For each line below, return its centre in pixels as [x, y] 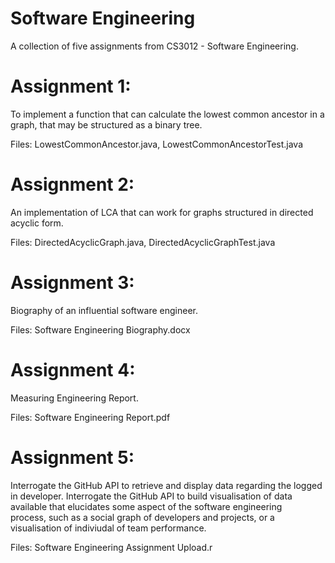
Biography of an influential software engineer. [104, 310]
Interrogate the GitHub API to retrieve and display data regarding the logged [166, 485]
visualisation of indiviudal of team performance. [108, 528]
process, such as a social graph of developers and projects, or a [142, 517]
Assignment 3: [72, 283]
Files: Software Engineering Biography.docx [100, 329]
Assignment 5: [72, 457]
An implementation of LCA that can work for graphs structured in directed [162, 212]
